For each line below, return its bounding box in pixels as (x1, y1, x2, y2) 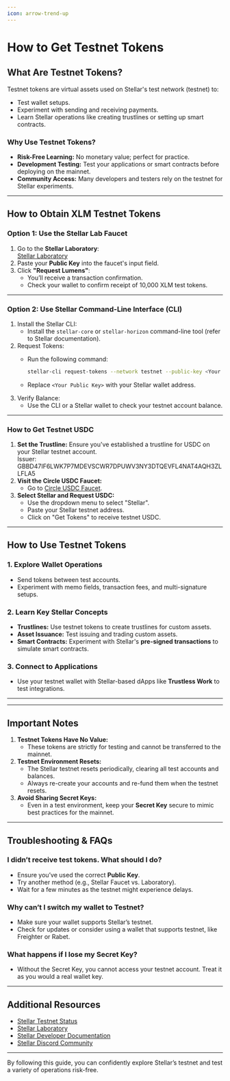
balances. (27, 772, 55, 780)
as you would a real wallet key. (16, 973, 104, 981)
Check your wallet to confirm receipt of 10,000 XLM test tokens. (27, 280, 208, 289)
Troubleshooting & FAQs (7, 834, 113, 847)
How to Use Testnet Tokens (7, 539, 127, 551)
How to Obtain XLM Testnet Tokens (7, 208, 161, 220)
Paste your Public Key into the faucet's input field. (16, 258, 159, 267)
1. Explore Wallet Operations (7, 560, 103, 570)
